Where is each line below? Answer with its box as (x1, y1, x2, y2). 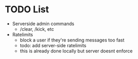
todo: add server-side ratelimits (19, 42, 87, 48)
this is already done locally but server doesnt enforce (19, 48, 133, 54)
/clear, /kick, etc (19, 26, 54, 32)
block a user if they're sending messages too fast (19, 37, 125, 43)
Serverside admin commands (12, 21, 75, 27)
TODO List (5, 4, 49, 15)
